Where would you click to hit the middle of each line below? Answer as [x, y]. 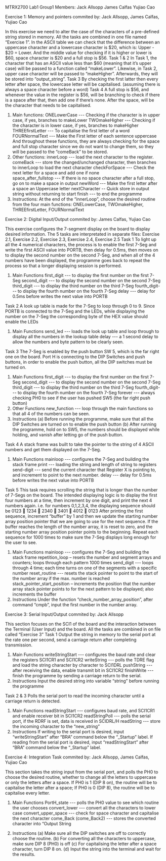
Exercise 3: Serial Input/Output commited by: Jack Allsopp [64, 614]
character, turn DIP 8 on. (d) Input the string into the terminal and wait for [86, 849]
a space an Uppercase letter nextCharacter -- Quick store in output [81, 188]
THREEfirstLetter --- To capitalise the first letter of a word [71, 131]
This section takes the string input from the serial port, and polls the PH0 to [82, 772]
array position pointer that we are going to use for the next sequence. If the [82, 521]
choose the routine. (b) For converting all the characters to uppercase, [84, 838]
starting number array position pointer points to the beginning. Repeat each [82, 532]
